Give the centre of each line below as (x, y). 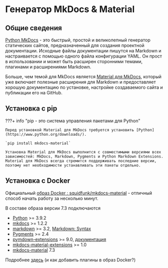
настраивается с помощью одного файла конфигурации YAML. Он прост (84, 56)
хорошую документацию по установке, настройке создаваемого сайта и (84, 87)
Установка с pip (31, 109)
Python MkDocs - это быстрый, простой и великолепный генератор (78, 40)
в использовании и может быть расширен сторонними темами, (74, 61)
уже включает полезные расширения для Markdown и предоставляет (81, 82)
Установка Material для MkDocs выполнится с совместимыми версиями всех (83, 152)
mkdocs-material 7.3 (34, 250)
